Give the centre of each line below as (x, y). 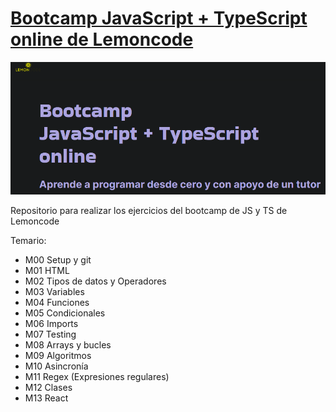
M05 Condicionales (65, 313)
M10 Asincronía (56, 366)
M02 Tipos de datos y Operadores (95, 281)
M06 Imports (51, 324)
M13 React (46, 398)
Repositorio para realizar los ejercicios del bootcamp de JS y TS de (149, 211)
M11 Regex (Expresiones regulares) (97, 377)
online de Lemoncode (102, 39)
